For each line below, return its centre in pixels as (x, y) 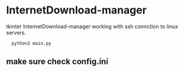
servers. (16, 32)
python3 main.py (31, 43)
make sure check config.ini (57, 62)
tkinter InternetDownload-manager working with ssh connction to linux (92, 26)
